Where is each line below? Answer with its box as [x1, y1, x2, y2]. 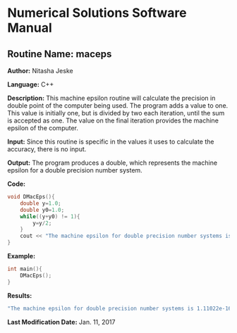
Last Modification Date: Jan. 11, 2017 [7, 318, 116, 326]
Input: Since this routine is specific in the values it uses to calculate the [7, 137, 214, 146]
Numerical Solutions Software [7, 5, 187, 21]
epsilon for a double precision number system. [7, 166, 142, 174]
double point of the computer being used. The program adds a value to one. [7, 101, 229, 110]
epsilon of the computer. [7, 124, 79, 132]
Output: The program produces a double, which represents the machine [7, 158, 217, 167]
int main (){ [7, 265, 42, 272]
